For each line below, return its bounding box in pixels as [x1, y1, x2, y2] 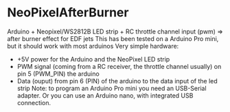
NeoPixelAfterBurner [7, 5, 129, 20]
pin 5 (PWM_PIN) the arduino [16, 70, 100, 78]
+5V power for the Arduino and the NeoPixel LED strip [16, 55, 170, 63]
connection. [16, 98, 51, 107]
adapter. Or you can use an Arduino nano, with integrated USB [16, 91, 194, 100]
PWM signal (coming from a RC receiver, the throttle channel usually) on [16, 62, 222, 70]
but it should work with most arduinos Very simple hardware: [7, 42, 179, 50]
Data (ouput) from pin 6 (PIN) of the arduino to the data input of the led [16, 76, 218, 85]
